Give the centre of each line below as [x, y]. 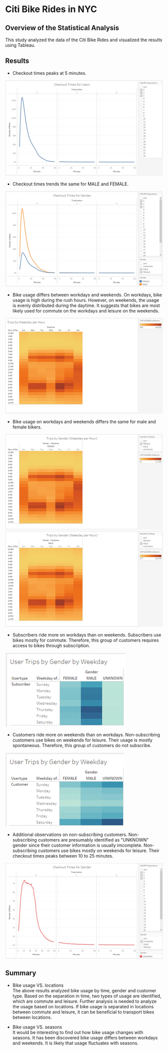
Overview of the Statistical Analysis [62, 28]
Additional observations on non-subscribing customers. [70, 834]
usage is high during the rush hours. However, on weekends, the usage [86, 300]
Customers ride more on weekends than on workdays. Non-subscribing [86, 734]
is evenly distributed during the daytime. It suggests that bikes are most [86, 305]
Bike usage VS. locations [38, 985]
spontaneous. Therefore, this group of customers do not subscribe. [82, 745]
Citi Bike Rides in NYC [51, 9]
